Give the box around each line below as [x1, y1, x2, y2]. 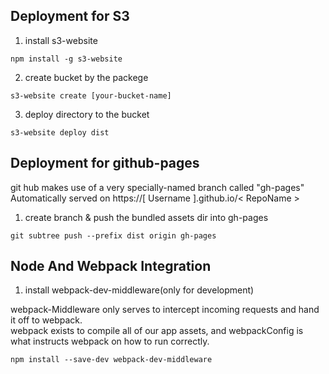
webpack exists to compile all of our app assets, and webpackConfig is [10, 325, 304, 337]
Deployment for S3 [10, 8, 130, 25]
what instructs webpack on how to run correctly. [10, 335, 210, 348]
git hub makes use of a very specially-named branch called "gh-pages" [10, 181, 305, 193]
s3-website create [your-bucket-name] [10, 90, 172, 101]
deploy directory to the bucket [24, 108, 150, 120]
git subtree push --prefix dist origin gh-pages [10, 230, 217, 241]
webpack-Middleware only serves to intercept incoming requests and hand [10, 304, 320, 316]
